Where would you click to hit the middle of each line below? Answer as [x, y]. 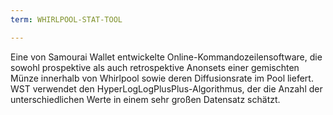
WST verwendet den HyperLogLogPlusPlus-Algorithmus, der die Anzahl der [166, 88]
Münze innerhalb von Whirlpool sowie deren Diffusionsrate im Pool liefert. [162, 78]
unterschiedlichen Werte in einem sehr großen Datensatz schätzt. [145, 99]
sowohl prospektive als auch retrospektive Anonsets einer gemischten [155, 67]
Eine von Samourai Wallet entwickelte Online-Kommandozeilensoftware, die [166, 57]
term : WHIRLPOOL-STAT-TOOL [66, 19]
